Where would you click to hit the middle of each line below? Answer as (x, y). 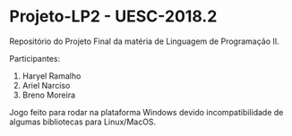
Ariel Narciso (46, 85)
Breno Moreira (49, 95)
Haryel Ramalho (52, 76)
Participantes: (35, 58)
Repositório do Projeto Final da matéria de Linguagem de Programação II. (144, 41)
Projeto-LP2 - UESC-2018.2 (113, 17)
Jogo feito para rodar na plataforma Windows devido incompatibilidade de (146, 112)
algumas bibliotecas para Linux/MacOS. (83, 122)
